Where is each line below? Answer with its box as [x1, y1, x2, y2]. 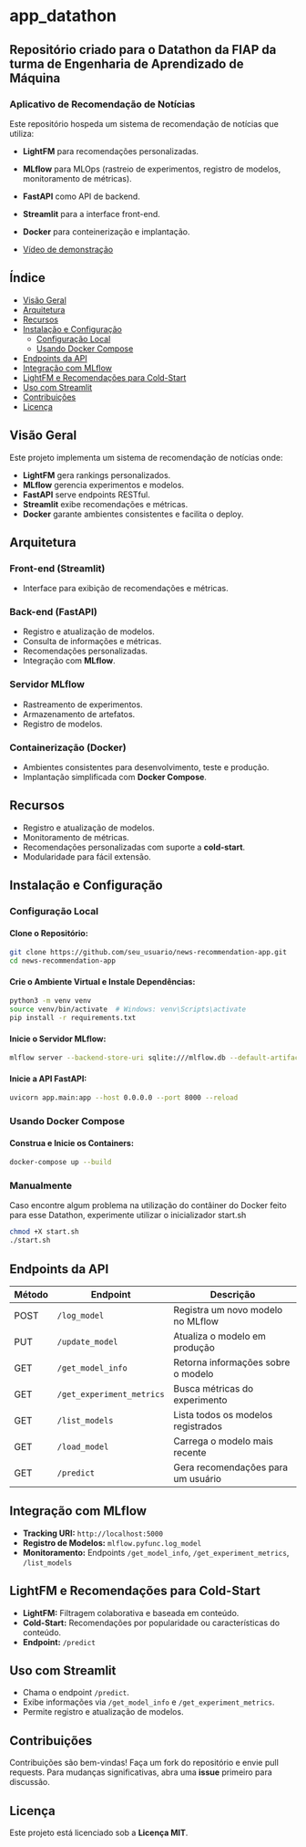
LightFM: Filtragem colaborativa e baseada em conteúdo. [22, 1607, 240, 1618]
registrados [173, 1420, 223, 1433]
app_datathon [9, 5, 117, 26]
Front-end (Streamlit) [9, 562, 106, 575]
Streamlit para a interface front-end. [22, 208, 161, 219]
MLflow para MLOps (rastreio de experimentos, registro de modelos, [22, 163, 281, 174]
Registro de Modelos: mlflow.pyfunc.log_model [22, 1537, 202, 1548]
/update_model [56, 1337, 118, 1347]
